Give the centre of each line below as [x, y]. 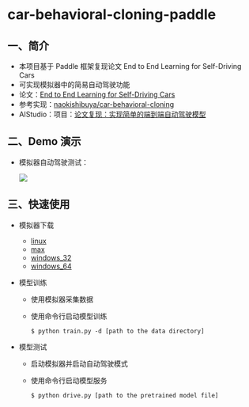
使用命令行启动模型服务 [69, 380]
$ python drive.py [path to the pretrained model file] [124, 395]
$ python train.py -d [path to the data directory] [117, 331]
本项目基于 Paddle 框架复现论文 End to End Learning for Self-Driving [130, 66]
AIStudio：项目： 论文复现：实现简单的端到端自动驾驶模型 [112, 114]
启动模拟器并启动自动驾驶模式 [79, 363]
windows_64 [51, 266]
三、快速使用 [39, 205]
